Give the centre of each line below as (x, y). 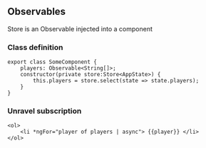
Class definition (35, 47)
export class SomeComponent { (52, 62)
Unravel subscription (45, 111)
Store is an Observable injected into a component (80, 28)
